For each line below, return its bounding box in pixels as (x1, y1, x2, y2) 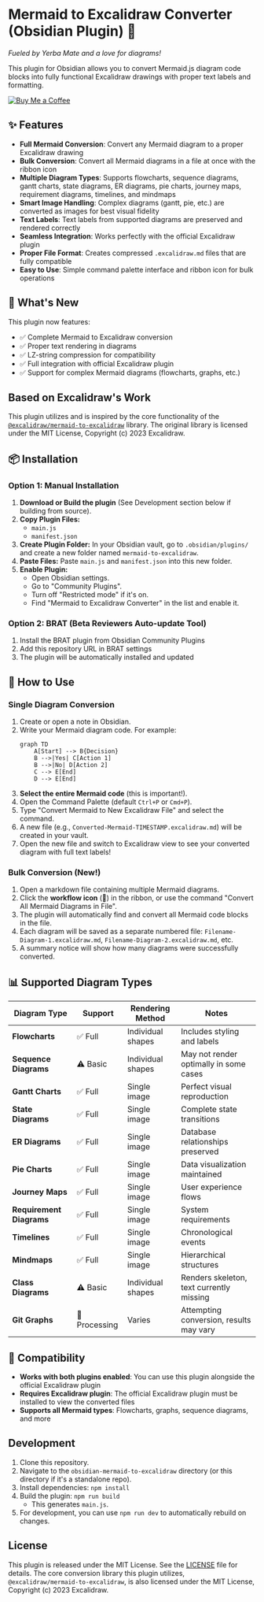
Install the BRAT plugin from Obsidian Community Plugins (19, 636, 206, 645)
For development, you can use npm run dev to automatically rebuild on (19, 1507, 247, 1517)
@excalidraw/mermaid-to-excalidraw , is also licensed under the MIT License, (8, 1577, 255, 1586)
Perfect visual (180, 1081, 232, 1092)
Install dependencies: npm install (19, 1482, 130, 1492)
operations (19, 273, 55, 283)
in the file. (19, 918, 53, 928)
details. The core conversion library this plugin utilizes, (8, 1568, 185, 1578)
